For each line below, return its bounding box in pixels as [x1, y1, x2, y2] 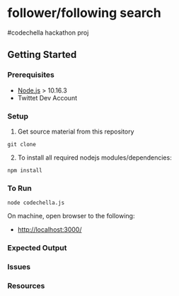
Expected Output [7, 243, 67, 253]
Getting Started [7, 49, 77, 61]
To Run [7, 183, 32, 193]
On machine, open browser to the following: [7, 212, 135, 220]
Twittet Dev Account [17, 93, 78, 102]
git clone [7, 141, 37, 148]
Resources [7, 280, 45, 290]
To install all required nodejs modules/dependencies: [17, 153, 172, 162]
